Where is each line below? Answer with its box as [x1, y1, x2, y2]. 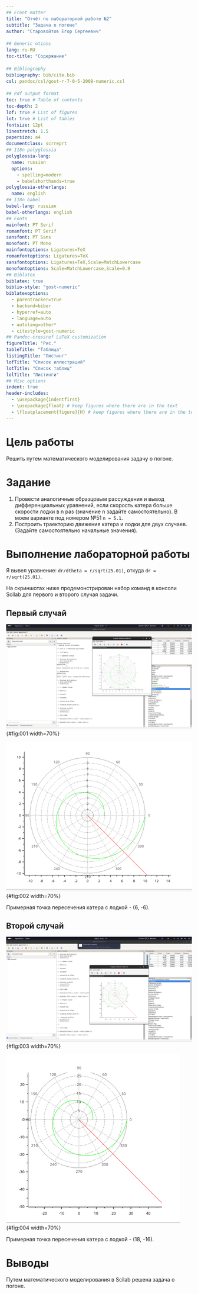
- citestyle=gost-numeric [11, 328, 75, 334]
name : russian [11, 159, 46, 165]
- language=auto [11, 316, 51, 321]
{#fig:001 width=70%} [6, 730, 60, 737]
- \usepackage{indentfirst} [11, 397, 81, 403]
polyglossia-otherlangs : [6, 184, 67, 191]
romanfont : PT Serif [6, 228, 57, 234]
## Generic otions [6, 41, 51, 47]
